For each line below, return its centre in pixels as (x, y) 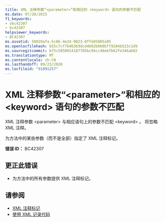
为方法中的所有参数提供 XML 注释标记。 (53, 178)
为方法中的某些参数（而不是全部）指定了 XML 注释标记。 (63, 138)
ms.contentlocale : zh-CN (31, 60)
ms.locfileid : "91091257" (32, 69)
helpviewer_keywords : (27, 32)
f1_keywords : (18, 19)
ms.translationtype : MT (30, 55)
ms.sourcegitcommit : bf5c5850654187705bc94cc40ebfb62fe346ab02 (71, 51)
